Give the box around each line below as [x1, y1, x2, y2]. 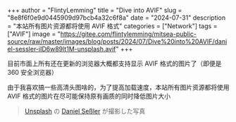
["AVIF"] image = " [7, 30, 61, 38]
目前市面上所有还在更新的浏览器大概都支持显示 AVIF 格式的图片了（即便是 [7, 59, 222, 68]
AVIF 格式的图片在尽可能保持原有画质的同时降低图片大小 [7, 92, 171, 100]
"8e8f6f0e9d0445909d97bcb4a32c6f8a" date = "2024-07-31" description [7, 13, 226, 22]
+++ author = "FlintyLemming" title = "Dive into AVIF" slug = [7, 6, 182, 14]
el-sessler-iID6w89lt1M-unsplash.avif [7, 45, 116, 53]
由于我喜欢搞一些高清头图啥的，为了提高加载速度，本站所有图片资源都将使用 [7, 83, 230, 91]
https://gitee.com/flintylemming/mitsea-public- [60, 30, 197, 38]
